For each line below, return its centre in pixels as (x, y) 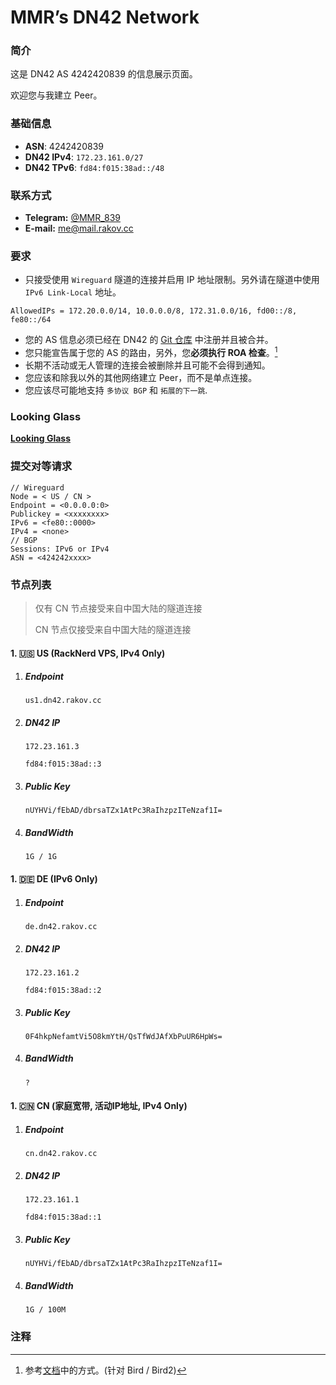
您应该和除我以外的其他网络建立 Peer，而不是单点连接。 (141, 378)
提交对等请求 (41, 466)
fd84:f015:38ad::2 (63, 990)
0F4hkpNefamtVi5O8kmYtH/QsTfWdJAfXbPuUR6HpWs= (123, 1036)
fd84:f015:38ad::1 (63, 1217)
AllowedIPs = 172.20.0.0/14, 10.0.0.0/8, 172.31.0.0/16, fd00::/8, (154, 311)
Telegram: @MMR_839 (72, 218)
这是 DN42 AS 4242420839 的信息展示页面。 (104, 74)
